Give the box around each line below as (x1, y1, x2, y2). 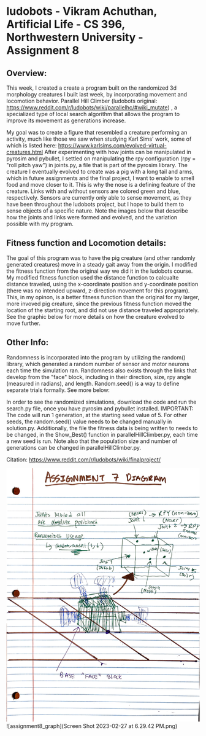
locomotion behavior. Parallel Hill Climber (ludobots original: (6, 97, 158, 104)
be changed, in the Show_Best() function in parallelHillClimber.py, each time (6, 431, 198, 438)
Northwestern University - (6, 31, 143, 44)
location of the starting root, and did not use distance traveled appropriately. (6, 306, 199, 314)
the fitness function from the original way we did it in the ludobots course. (6, 267, 193, 275)
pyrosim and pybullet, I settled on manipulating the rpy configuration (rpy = (6, 155, 196, 162)
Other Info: (6, 337, 49, 348)
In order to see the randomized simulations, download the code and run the (6, 398, 197, 405)
